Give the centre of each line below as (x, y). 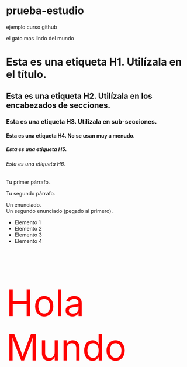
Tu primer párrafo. (28, 182)
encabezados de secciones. (58, 105)
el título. (26, 75)
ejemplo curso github (32, 27)
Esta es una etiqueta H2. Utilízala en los (79, 96)
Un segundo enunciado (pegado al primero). (59, 211)
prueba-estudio (45, 11)
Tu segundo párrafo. (31, 193)
